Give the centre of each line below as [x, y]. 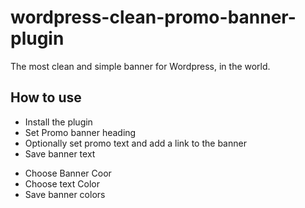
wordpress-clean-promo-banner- [153, 17]
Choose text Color [62, 183]
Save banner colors [65, 194]
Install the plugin [58, 122]
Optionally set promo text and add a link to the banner [135, 143]
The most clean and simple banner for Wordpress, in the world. [140, 66]
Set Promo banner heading [80, 132]
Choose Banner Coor [68, 173]
